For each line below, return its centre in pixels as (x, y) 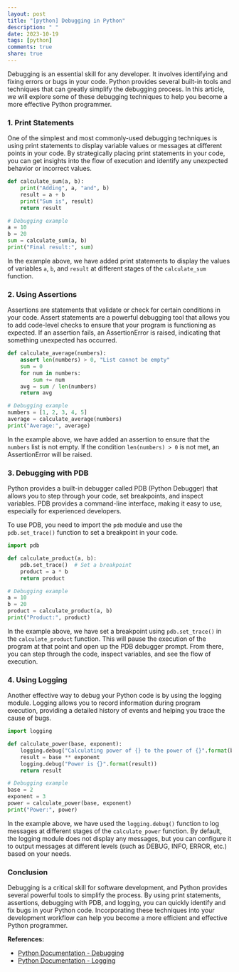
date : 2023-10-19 (33, 34)
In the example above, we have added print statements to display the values (119, 261)
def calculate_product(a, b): (52, 559)
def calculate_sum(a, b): (46, 182)
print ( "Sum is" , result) (57, 201)
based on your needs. (39, 853)
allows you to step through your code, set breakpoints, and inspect (105, 496)
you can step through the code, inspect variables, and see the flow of (109, 654)
